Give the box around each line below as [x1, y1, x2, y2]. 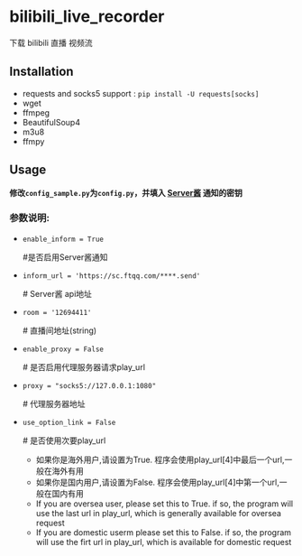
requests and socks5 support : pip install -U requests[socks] [22, 88, 260, 98]
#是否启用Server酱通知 [22, 251, 108, 263]
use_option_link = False [22, 418, 116, 427]
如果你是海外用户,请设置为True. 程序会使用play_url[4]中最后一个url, [35, 454, 285, 465]
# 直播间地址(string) [22, 325, 97, 336]
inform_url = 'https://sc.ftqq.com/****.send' [22, 271, 201, 281]
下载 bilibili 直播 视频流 [9, 37, 93, 48]
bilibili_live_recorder [9, 6, 165, 27]
